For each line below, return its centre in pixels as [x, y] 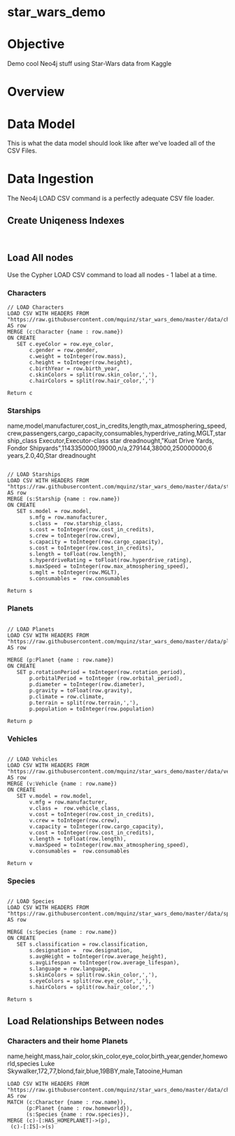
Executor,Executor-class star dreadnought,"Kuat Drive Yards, [126, 441]
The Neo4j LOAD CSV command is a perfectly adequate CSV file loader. [111, 198]
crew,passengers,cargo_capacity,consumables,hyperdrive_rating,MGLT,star [117, 433]
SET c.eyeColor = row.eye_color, [65, 344]
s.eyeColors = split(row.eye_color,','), [90, 981]
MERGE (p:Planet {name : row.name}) [60, 660]
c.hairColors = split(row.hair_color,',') [92, 381]
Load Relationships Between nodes [86, 1021]
